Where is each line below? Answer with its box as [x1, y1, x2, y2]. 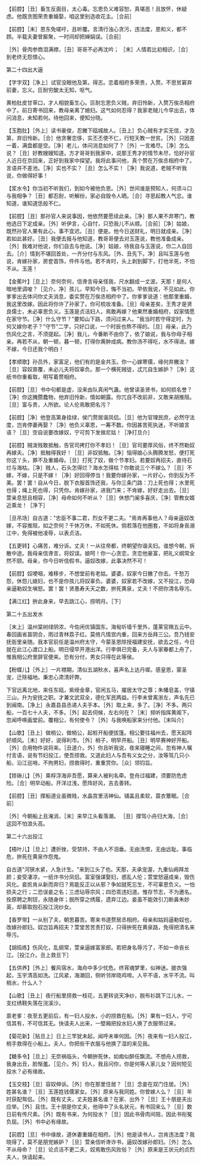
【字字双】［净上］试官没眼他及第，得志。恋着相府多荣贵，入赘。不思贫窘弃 [6, 79, 193, 86]
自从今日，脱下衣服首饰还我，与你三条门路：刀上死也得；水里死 [37, 479, 195, 486]
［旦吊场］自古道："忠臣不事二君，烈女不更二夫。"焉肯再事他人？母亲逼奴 [6, 514, 190, 521]
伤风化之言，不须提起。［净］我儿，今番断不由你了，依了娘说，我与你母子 [6, 330, 187, 338]
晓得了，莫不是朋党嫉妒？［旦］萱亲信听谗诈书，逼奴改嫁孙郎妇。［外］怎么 [6, 1138, 193, 1146]
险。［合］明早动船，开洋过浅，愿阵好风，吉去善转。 [6, 780, 135, 786]
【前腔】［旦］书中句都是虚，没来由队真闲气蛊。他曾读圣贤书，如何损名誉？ [6, 386, 193, 393]
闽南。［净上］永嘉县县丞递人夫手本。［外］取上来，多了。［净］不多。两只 [11, 702, 193, 708]
